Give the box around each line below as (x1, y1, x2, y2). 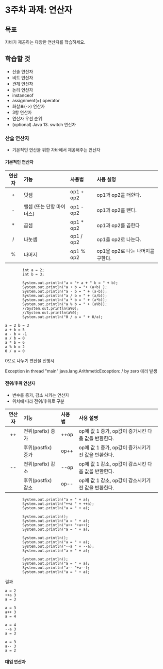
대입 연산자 (5, 659, 26, 665)
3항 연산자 (12, 109, 32, 115)
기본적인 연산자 (5, 159, 34, 165)
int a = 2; (22, 268, 45, 273)
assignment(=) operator (12, 97, 60, 103)
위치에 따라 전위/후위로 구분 (12, 398, 65, 404)
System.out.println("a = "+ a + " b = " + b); (22, 280, 118, 285)
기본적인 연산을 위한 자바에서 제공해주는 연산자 (12, 147, 100, 153)
